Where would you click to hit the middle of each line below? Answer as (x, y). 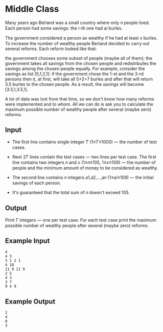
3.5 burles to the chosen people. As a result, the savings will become (75, 84)
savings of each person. (36, 183)
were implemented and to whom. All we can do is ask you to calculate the (79, 104)
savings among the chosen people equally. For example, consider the (75, 68)
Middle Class (32, 9)
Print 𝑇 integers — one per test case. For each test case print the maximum (81, 220)
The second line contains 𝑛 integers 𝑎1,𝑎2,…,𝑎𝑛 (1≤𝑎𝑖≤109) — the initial (83, 177)
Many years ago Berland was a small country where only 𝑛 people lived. (78, 23)
